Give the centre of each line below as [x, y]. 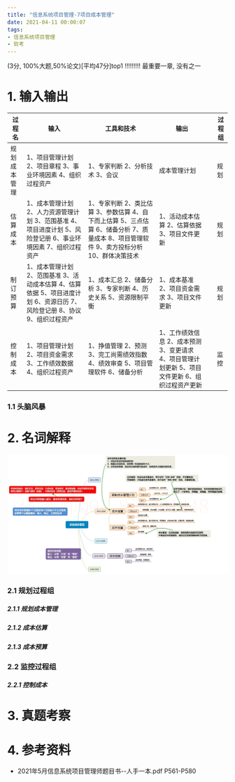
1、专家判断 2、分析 [117, 166]
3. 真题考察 [39, 715]
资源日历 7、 [63, 301]
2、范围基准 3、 [50, 276]
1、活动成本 [177, 216]
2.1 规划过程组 [31, 591]
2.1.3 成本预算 [27, 646]
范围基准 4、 [63, 221]
